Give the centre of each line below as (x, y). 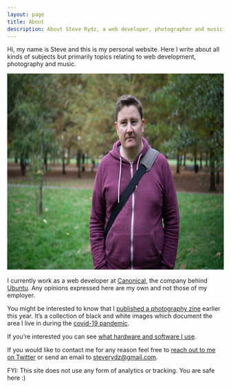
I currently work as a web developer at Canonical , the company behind (107, 281)
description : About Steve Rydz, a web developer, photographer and (106, 29)
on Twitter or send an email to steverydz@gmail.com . (82, 357)
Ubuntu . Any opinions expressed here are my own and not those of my (107, 288)
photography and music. (42, 64)
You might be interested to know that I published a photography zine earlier (114, 309)
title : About (26, 22)
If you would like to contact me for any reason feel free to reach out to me (111, 350)
